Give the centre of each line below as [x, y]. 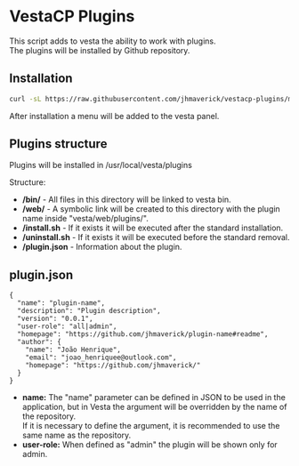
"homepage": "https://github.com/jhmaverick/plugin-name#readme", [143, 334]
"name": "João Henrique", [73, 350]
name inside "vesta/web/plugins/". [85, 219]
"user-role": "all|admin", [67, 326]
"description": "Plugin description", [89, 311]
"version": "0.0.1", [55, 319]
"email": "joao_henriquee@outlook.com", [101, 358]
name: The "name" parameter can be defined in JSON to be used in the [154, 398]
